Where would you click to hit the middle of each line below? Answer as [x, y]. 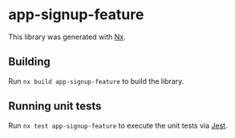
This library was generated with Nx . [67, 37]
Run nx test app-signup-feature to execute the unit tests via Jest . [118, 125]
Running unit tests [55, 106]
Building [29, 62]
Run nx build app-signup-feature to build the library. [96, 81]
